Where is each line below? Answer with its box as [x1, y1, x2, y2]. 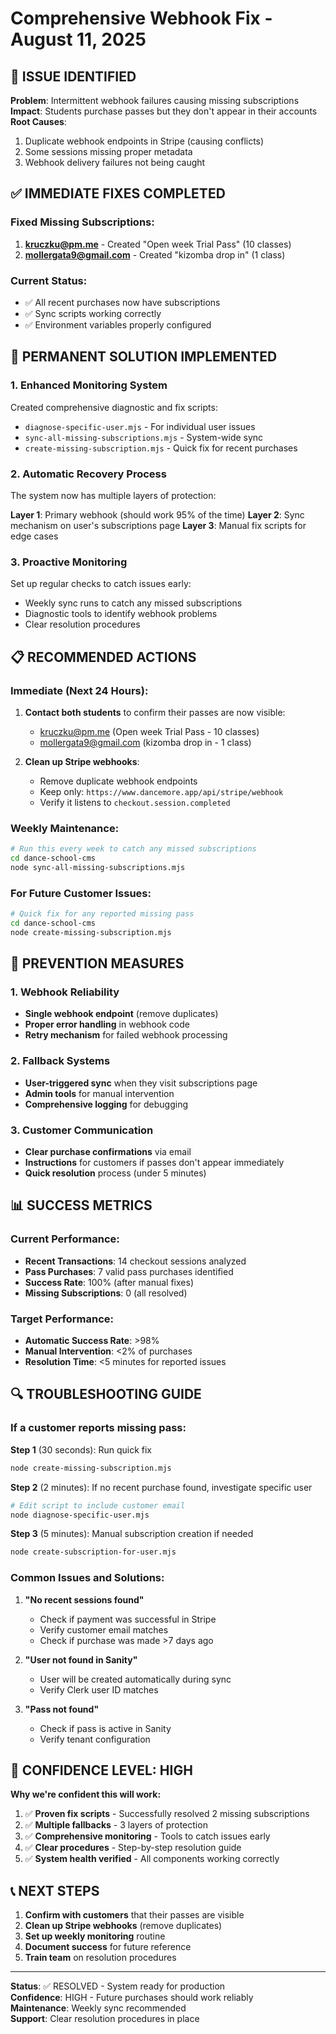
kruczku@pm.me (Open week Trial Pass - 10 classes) [39, 725, 260, 737]
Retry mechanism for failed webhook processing [24, 1029, 228, 1041]
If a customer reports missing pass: [10, 1421, 187, 1435]
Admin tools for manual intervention [24, 1087, 175, 1099]
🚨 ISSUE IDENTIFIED [10, 68, 137, 85]
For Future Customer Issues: [10, 886, 152, 900]
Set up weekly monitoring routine [24, 1930, 166, 1942]
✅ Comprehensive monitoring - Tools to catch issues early [24, 1830, 271, 1842]
